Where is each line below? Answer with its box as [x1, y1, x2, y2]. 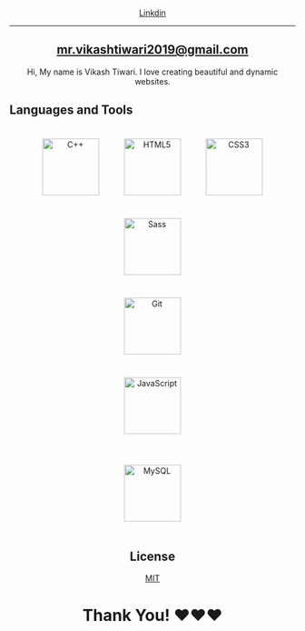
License [130, 548, 175, 564]
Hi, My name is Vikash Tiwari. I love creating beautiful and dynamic [26, 66, 279, 77]
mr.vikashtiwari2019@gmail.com [56, 42, 249, 57]
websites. [134, 75, 171, 86]
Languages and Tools [9, 103, 133, 118]
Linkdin [139, 7, 166, 18]
